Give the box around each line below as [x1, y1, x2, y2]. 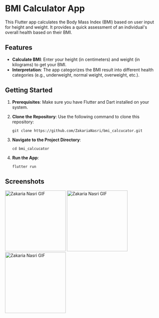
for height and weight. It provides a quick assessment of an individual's [5, 24, 147, 30]
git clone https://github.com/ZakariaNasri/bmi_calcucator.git [12, 128, 143, 133]
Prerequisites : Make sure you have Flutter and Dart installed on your [12, 99, 149, 105]
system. [12, 104, 28, 110]
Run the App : [12, 154, 39, 161]
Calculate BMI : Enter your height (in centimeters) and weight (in [12, 56, 140, 62]
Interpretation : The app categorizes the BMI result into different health [12, 67, 154, 73]
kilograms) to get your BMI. [12, 61, 67, 67]
